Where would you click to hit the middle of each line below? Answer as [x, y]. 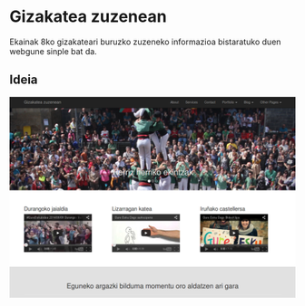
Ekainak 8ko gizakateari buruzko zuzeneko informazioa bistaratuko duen [145, 42]
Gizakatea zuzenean [88, 17]
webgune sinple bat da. [53, 51]
